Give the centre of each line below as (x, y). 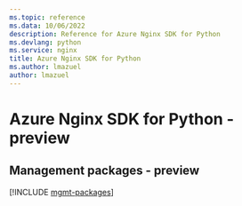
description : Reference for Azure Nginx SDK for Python (115, 34)
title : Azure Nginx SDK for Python (75, 59)
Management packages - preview (105, 171)
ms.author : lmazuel (45, 67)
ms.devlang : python (45, 42)
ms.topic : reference (48, 17)
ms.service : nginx (43, 51)
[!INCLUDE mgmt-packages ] (61, 192)
